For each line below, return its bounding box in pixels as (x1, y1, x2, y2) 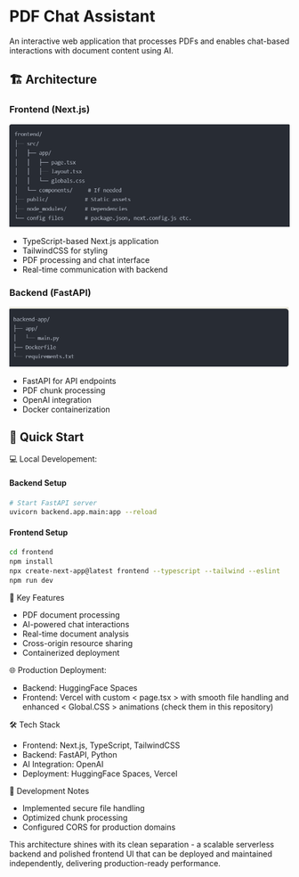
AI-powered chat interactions (21, 619, 130, 629)
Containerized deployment (21, 647, 120, 658)
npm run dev (9, 577, 53, 586)
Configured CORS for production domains (21, 822, 176, 832)
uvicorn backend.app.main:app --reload (9, 508, 158, 517)
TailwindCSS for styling (21, 245, 109, 256)
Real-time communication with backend (21, 264, 168, 275)
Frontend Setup (9, 527, 69, 537)
